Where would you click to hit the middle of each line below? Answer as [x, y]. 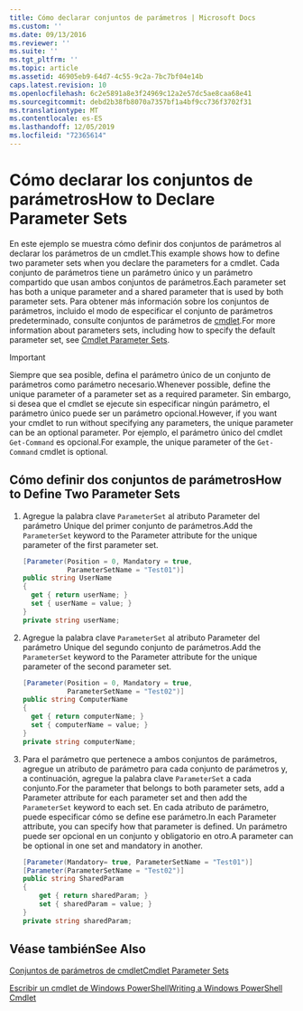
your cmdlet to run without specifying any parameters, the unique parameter [151, 422]
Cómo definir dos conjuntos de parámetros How [146, 480]
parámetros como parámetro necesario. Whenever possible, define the [140, 384]
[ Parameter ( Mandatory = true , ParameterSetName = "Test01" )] [138, 862]
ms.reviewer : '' [40, 43]
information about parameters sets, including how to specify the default [142, 330]
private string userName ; [71, 620]
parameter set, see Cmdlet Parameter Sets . [90, 339]
